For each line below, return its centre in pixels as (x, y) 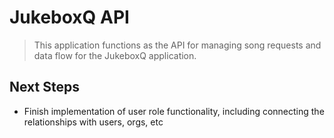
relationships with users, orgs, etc (93, 122)
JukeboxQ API (69, 17)
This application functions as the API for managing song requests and (177, 45)
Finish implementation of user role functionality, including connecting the (174, 111)
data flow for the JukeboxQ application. (115, 55)
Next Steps (44, 87)
